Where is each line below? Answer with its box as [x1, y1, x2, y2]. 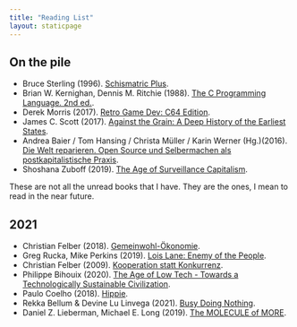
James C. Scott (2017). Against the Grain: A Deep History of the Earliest [21, 116, 286, 127]
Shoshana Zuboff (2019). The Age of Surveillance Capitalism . [21, 164, 249, 175]
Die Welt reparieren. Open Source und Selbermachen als [21, 145, 232, 156]
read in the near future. [9, 191, 95, 202]
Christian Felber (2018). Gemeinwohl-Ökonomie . [21, 241, 201, 252]
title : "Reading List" [9, 13, 94, 22]
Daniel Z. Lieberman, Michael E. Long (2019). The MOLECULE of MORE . [21, 307, 287, 318]
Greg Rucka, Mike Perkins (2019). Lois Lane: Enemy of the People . [21, 250, 267, 261]
